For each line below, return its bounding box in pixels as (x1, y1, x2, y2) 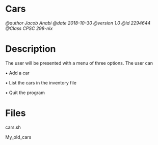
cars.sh (5, 124, 21, 130)
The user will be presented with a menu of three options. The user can (5, 60, 153, 66)
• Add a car (5, 70, 30, 76)
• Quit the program (5, 90, 45, 96)
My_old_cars (5, 134, 32, 140)
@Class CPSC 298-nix (5, 25, 53, 31)
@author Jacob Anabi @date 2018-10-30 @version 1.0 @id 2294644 (5, 20, 151, 26)
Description (5, 43, 56, 55)
